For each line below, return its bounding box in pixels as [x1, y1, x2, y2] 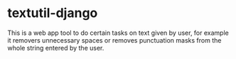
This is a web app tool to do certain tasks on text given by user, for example [7, 28, 229, 37]
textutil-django [7, 5, 98, 21]
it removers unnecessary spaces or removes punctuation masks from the [7, 36, 222, 44]
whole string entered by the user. [7, 43, 104, 52]
